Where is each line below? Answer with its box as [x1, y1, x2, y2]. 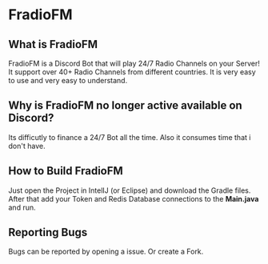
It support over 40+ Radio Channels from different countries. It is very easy [8, 67, 256, 77]
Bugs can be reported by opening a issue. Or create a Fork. [8, 246, 204, 257]
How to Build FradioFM [8, 164, 124, 178]
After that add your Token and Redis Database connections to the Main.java [8, 194, 259, 203]
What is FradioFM [8, 38, 98, 51]
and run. [8, 202, 36, 212]
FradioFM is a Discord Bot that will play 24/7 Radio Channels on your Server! [8, 58, 260, 68]
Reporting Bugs [8, 226, 88, 239]
